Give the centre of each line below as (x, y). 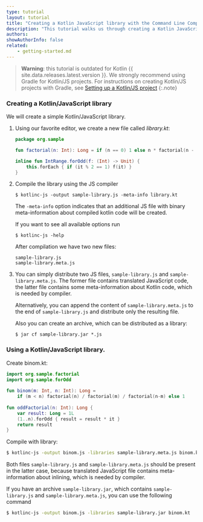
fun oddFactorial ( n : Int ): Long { (50, 408)
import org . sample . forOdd (39, 380)
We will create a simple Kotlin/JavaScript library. (66, 117)
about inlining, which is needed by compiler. (91, 477)
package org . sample (40, 140)
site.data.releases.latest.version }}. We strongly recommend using (103, 75)
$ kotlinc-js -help (40, 236)
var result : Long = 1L (46, 413)
